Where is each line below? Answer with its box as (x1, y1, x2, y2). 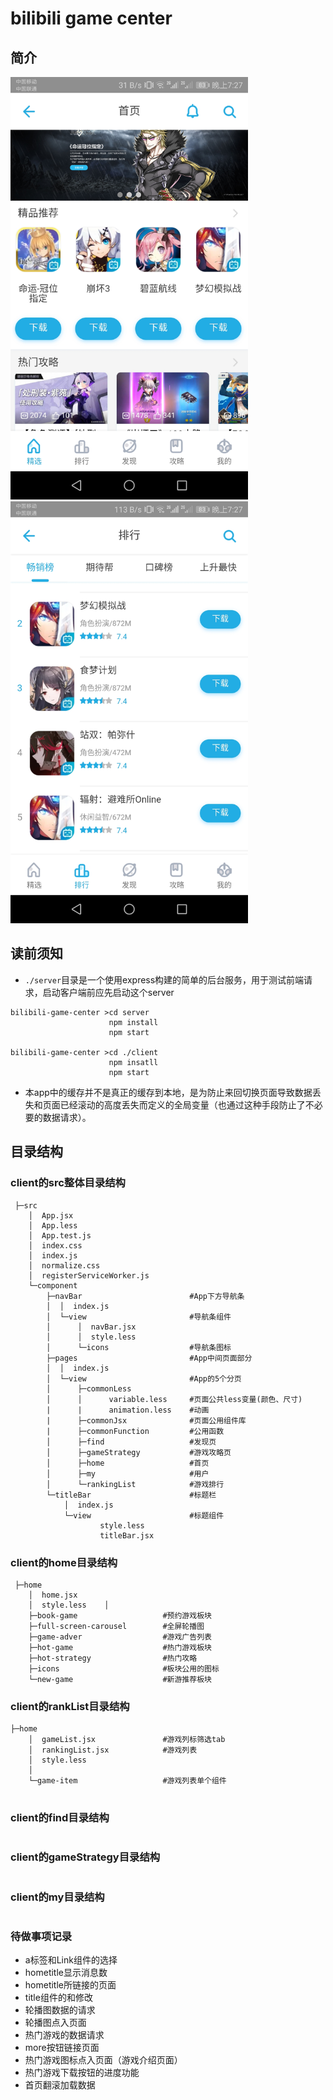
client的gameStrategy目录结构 (10, 1850, 161, 1864)
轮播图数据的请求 (24, 2004, 96, 2016)
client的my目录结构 (10, 1890, 105, 1904)
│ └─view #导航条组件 (46, 1312, 232, 1322)
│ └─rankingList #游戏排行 (46, 1479, 225, 1489)
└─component (28, 1280, 78, 1291)
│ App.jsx (28, 1210, 74, 1221)
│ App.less (28, 1220, 78, 1231)
